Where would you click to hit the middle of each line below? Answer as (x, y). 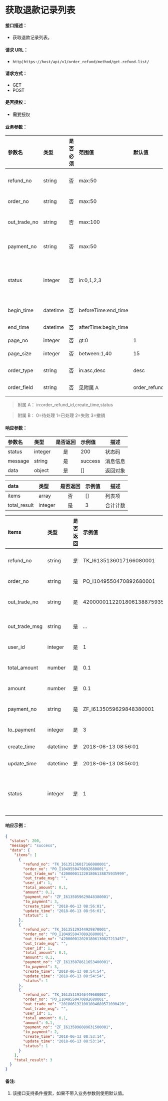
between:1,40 (95, 354)
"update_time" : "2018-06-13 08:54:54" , (65, 976)
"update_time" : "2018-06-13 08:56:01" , (65, 911)
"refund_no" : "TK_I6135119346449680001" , (67, 995)
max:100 (89, 222)
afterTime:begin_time (103, 327)
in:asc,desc (92, 370)
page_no (18, 340)
